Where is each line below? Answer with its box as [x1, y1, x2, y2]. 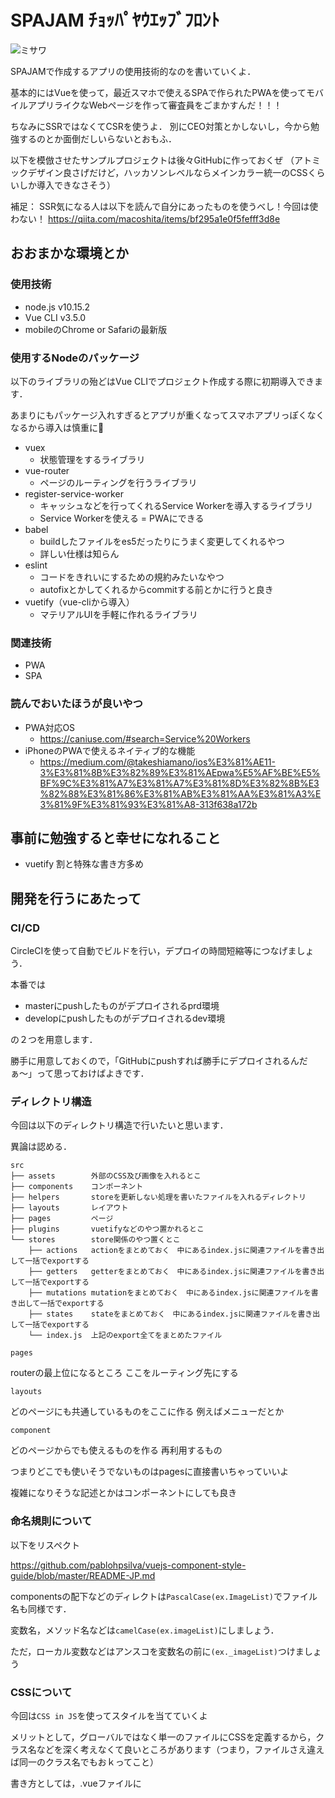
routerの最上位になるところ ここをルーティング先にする [10, 1367, 239, 1379]
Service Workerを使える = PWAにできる [39, 512, 205, 524]
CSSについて [10, 1685, 73, 1699]
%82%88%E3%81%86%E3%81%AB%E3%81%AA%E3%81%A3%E [39, 787, 322, 800]
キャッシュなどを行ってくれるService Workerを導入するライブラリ [39, 499, 314, 511]
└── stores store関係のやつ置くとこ [10, 1235, 181, 1245]
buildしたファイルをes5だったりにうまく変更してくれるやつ [39, 535, 285, 547]
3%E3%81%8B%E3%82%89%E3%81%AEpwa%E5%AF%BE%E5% [39, 766, 321, 778]
